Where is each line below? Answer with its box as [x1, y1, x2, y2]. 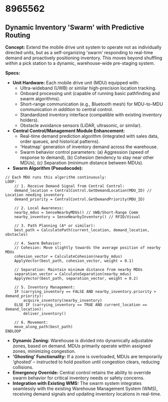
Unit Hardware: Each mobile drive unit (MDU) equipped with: [12, 80, 139, 85]
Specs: [5, 70, 21, 76]
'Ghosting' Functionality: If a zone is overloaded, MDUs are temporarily [12, 354, 162, 359]
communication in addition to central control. [20, 107, 113, 112]
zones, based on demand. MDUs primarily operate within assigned [12, 343, 151, 349]
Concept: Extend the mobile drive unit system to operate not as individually [5, 44, 162, 50]
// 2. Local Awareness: [14, 206, 64, 211]
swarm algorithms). [20, 96, 60, 102]
